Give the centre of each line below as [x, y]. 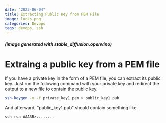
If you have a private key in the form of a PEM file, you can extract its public [83, 78]
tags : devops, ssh [24, 28]
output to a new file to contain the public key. [52, 89]
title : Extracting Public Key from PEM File [52, 14]
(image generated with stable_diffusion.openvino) [59, 44]
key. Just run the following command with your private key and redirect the [82, 83]
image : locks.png [23, 19]
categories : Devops [25, 24]
